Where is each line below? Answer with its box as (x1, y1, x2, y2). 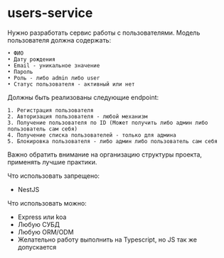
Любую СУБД (17, 220, 60, 228)
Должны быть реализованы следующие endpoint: (7, 93, 159, 101)
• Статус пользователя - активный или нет (7, 80, 135, 88)
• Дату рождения (7, 55, 55, 63)
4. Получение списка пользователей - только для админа (7, 131, 176, 139)
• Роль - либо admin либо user (7, 74, 100, 82)
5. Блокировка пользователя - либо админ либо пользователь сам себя (7, 138, 218, 145)
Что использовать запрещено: (7, 172, 100, 180)
